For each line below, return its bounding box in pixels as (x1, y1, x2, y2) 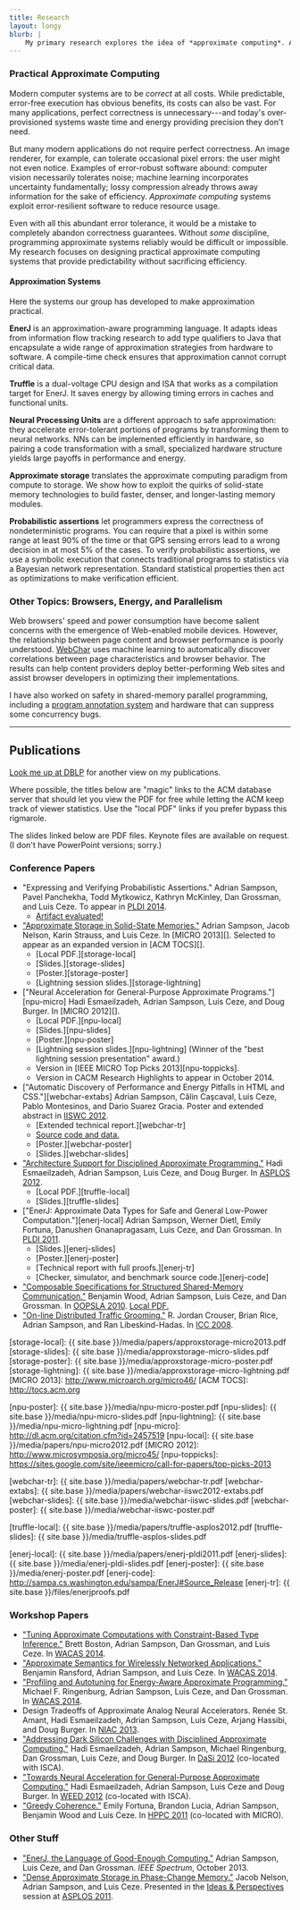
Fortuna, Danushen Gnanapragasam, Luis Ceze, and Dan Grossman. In (21, 1225, 282, 1235)
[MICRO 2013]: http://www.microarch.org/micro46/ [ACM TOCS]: (9, 1375, 248, 1386)
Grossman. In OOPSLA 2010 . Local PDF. (21, 1301, 170, 1312)
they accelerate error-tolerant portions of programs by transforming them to (9, 424, 289, 435)
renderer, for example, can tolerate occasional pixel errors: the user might (9, 153, 280, 164)
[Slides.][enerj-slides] (35, 1244, 116, 1254)
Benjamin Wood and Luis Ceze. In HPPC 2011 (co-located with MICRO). (21, 1810, 284, 1821)
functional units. (9, 397, 69, 408)
